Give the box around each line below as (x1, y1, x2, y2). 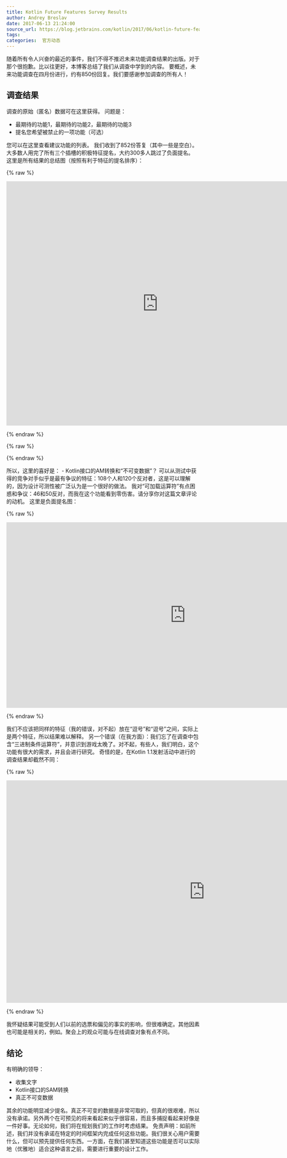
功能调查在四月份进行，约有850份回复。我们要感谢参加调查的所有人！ (11, 71, 188, 77)
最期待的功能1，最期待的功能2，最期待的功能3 (15, 120, 132, 128)
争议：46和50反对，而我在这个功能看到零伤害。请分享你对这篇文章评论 (17, 490, 197, 497)
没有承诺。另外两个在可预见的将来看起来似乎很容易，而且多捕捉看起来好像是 (6, 1114, 200, 1122)
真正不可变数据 (15, 1094, 53, 1102)
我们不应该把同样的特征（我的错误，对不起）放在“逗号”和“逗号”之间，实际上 (6, 725, 199, 733)
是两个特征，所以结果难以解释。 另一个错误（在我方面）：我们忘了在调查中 (6, 733, 193, 740)
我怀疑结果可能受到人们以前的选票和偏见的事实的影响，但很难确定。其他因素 (6, 1021, 200, 1028)
